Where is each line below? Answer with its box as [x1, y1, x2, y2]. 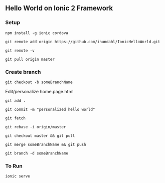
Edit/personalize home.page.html [5, 88, 74, 94]
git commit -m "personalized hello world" [5, 107, 95, 112]
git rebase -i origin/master [5, 124, 66, 129]
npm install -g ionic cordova [5, 30, 69, 36]
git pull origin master [5, 57, 55, 62]
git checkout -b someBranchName [5, 80, 73, 85]
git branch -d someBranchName [5, 150, 69, 156]
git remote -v [5, 48, 35, 53]
